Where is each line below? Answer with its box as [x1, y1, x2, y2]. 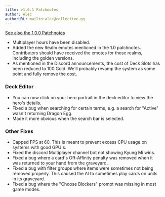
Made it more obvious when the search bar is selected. [12, 116, 124, 121]
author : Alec [5, 12, 32, 17]
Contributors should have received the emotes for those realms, [12, 50, 143, 56]
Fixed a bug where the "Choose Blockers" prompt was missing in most [12, 181, 157, 187]
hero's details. [12, 100, 41, 106]
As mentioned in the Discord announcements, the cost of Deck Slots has [12, 60, 160, 67]
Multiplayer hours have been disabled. [12, 39, 90, 45]
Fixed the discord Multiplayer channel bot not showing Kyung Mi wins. [12, 149, 156, 156]
